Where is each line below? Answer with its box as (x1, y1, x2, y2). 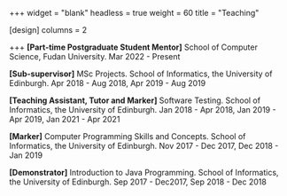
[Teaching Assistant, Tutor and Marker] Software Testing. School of (9, 95, 261, 106)
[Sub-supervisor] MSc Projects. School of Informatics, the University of (9, 68, 273, 79)
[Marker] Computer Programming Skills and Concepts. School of (9, 131, 246, 141)
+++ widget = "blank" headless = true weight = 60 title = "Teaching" (9, 8, 260, 18)
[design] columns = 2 (9, 25, 88, 35)
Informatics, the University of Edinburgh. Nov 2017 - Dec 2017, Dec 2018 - (9, 141, 279, 151)
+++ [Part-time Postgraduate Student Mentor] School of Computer (9, 42, 259, 52)
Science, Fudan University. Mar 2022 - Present (9, 51, 181, 61)
